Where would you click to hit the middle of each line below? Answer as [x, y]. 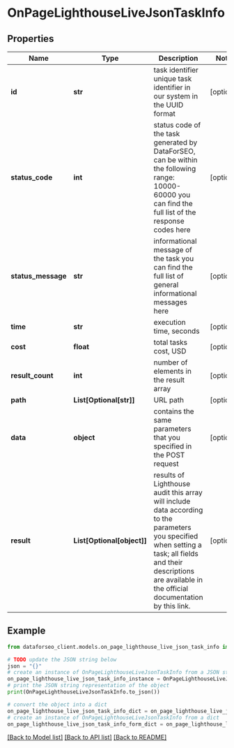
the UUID [169, 105]
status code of [177, 125]
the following [175, 169]
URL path [169, 400]
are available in [178, 580]
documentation [178, 597]
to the [163, 519]
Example [26, 631]
